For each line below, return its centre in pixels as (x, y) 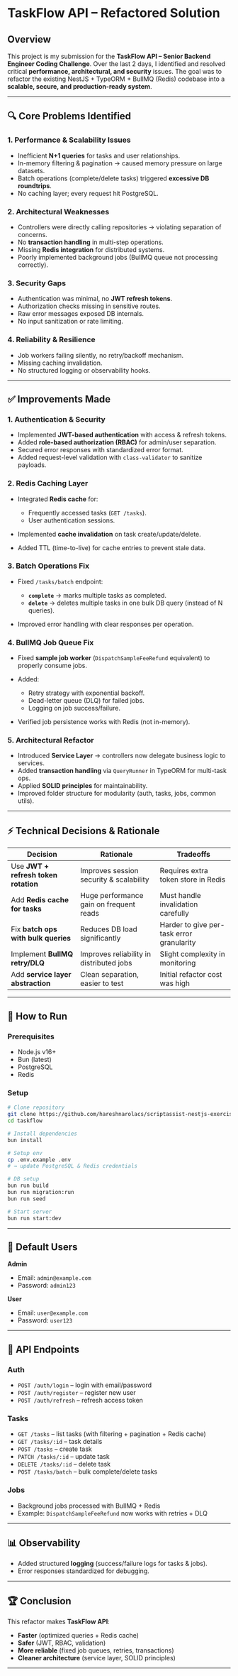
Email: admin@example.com (54, 1278)
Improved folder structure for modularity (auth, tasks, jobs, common (117, 794)
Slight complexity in (192, 954)
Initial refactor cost (191, 975)
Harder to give (183, 925)
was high (175, 983)
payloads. (32, 465)
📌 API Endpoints (44, 1349)
